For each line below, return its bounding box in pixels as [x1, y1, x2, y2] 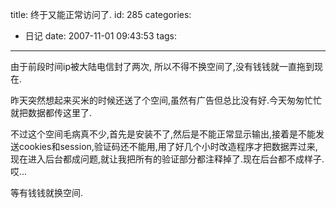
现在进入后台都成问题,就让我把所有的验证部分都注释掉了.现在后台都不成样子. [10, 153, 325, 165]
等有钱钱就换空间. [10, 187, 84, 198]
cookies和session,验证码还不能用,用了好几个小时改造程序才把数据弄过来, [18, 141, 318, 152]
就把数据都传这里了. [10, 107, 93, 118]
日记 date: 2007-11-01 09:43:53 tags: [24, 30, 178, 42]
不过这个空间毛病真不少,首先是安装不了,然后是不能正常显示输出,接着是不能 [10, 128, 317, 140]
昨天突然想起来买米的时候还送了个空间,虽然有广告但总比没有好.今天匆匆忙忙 [10, 94, 323, 106]
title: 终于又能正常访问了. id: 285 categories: [10, 9, 192, 20]
